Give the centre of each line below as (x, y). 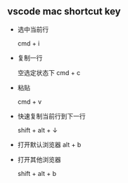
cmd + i (28, 43)
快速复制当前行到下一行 (51, 116)
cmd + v (30, 102)
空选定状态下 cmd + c (49, 72)
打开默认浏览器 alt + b (49, 144)
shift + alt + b (37, 173)
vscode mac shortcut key (64, 12)
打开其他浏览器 (39, 159)
